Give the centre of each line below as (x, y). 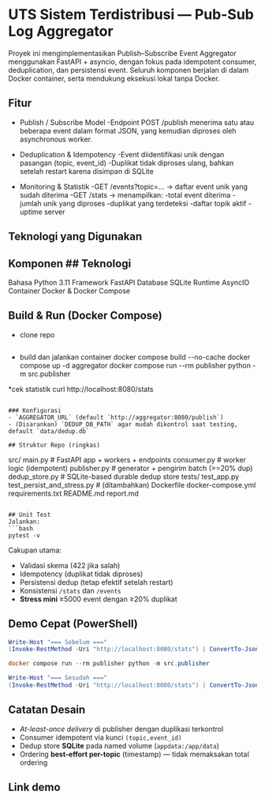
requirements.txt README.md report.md (74, 493)
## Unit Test (30, 514)
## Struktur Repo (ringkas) (54, 445)
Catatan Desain (47, 710)
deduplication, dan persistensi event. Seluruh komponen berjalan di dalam (129, 70)
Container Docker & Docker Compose (69, 291)
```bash (21, 528)
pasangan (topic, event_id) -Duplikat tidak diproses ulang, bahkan (127, 163)
